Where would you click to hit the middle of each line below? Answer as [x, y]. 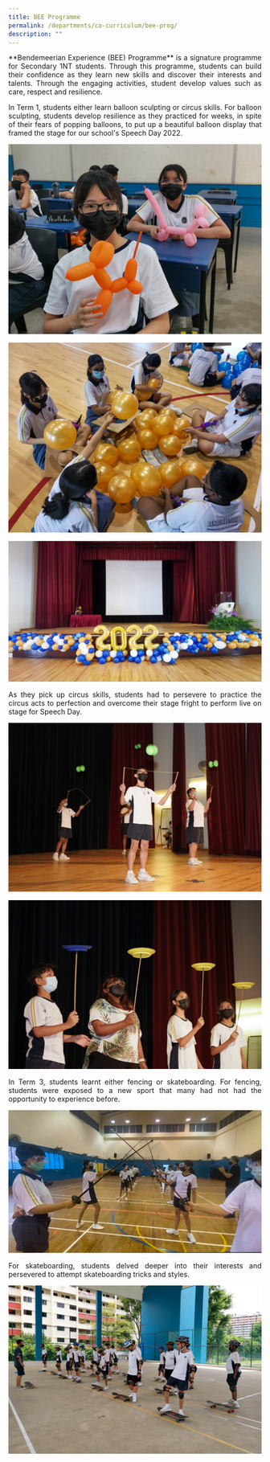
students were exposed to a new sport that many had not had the [135, 1090]
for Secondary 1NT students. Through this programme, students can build [135, 66]
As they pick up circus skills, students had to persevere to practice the [135, 694]
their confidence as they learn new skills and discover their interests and [135, 75]
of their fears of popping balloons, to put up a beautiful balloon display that [135, 125]
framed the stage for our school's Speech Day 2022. [96, 133]
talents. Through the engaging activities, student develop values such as [135, 84]
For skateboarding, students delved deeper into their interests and [135, 1265]
